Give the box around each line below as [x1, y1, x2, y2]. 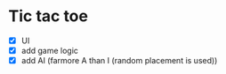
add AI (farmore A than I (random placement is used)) [20, 55, 218, 66]
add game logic [20, 46, 79, 55]
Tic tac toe [8, 6, 88, 26]
